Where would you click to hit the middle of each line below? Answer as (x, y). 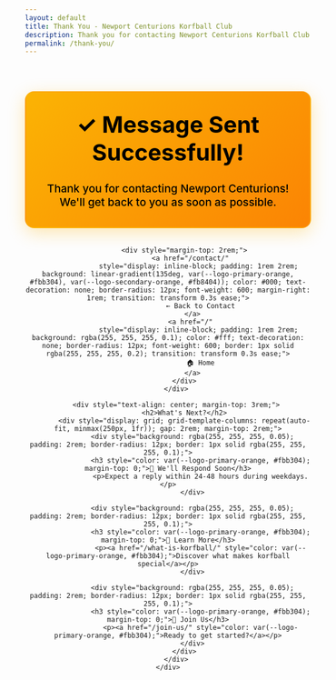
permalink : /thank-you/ (70, 43)
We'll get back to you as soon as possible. (168, 202)
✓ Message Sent (168, 125)
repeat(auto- (286, 421)
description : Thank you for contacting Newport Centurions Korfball (157, 35)
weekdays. (290, 477)
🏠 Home (201, 363)
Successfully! (168, 153)
